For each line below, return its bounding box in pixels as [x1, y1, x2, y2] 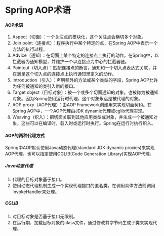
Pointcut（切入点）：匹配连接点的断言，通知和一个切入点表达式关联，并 [12, 65, 157, 71]
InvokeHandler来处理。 [12, 189, 60, 195]
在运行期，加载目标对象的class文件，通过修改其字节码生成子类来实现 [12, 219, 153, 225]
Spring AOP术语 [5, 4, 71, 16]
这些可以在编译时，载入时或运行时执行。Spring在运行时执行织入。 [21, 120, 156, 126]
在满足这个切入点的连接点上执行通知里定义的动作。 [12, 71, 117, 77]
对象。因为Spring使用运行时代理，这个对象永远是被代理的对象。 [12, 96, 143, 102]
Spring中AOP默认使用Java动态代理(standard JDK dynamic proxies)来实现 [5, 144, 155, 151]
